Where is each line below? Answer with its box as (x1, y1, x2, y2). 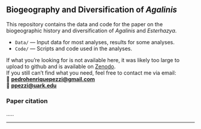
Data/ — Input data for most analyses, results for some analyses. (14, 38, 175, 45)
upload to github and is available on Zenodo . (6, 63, 116, 70)
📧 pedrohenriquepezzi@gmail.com (6, 75, 95, 82)
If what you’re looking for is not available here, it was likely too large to (6, 56, 180, 63)
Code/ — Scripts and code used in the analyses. (14, 45, 133, 52)
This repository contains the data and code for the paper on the (6, 20, 163, 27)
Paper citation (6, 97, 48, 105)
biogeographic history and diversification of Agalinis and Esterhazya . (6, 27, 177, 34)
